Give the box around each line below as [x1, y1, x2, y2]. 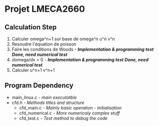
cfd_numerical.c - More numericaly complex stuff [19, 110, 120, 116]
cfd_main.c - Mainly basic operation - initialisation [19, 104, 122, 111]
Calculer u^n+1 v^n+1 [11, 67, 55, 73]
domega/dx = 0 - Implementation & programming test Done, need [11, 57, 149, 62]
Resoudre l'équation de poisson [11, 41, 77, 47]
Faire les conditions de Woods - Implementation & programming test [11, 47, 154, 52]
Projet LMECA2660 [4, 3, 85, 15]
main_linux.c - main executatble [11, 94, 77, 100]
